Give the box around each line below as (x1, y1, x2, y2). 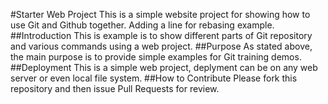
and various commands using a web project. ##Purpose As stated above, (10, 40, 313, 52)
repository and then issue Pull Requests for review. (10, 83, 220, 94)
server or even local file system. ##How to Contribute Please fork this (10, 72, 298, 84)
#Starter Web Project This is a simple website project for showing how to (10, 9, 311, 20)
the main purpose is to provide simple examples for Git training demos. (10, 51, 302, 63)
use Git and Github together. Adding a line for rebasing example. (10, 19, 275, 31)
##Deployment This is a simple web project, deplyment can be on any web (10, 62, 318, 73)
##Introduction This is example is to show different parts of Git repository (10, 30, 313, 41)
